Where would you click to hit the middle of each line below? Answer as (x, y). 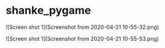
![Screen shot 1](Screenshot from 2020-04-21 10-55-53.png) (82, 38)
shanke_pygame (49, 10)
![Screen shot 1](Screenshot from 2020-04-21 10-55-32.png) (82, 27)
